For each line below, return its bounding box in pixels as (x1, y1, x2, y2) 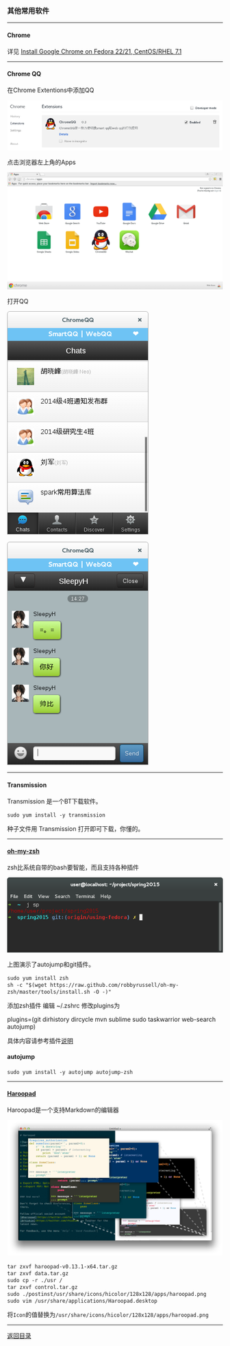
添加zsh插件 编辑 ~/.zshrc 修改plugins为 (7, 1001, 120, 1009)
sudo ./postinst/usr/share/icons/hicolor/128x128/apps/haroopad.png (7, 1291, 207, 1298)
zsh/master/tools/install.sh (7, 988, 90, 995)
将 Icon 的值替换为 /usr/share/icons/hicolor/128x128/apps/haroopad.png (7, 1310, 209, 1319)
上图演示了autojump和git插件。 (7, 960, 95, 968)
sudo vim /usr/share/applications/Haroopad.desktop (7, 1298, 157, 1305)
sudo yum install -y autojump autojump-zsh (7, 1069, 133, 1075)
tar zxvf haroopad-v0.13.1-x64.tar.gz (7, 1264, 118, 1270)
